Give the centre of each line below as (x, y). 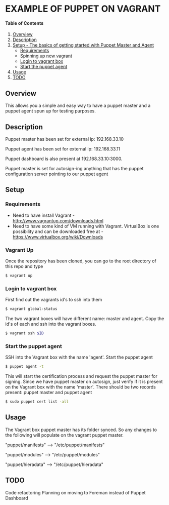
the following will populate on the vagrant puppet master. (64, 435)
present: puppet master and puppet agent (49, 393)
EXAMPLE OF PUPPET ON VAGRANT (83, 9)
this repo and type (24, 266)
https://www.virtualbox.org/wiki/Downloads (58, 237)
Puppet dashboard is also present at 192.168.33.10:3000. (64, 159)
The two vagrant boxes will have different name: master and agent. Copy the (85, 319)
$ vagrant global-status (31, 309)
